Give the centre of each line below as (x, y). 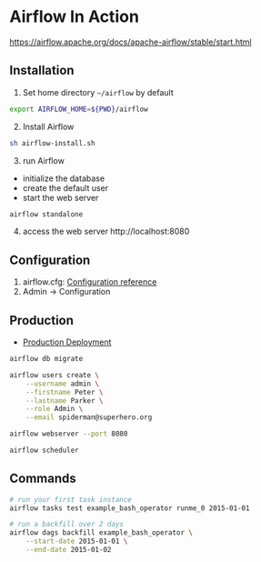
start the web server (60, 197)
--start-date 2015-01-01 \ (77, 542)
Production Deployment (67, 342)
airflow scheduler (44, 450)
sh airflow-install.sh (52, 143)
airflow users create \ (55, 375)
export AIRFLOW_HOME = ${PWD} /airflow (79, 109)
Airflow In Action (74, 17)
